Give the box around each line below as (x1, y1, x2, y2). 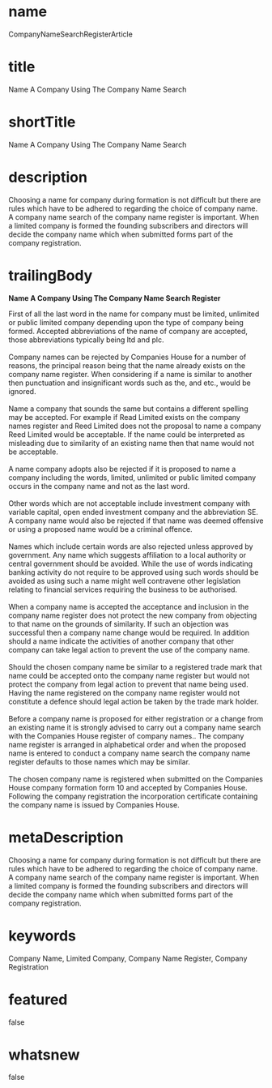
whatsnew (8, 1045, 80, 1064)
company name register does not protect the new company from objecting (8, 610, 257, 620)
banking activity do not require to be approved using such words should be (8, 567, 259, 577)
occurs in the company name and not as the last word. (8, 481, 190, 490)
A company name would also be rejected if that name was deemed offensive (8, 516, 264, 525)
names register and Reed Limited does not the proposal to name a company (8, 421, 261, 430)
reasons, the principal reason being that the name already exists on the (8, 360, 245, 371)
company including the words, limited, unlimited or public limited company (8, 473, 257, 482)
